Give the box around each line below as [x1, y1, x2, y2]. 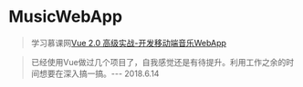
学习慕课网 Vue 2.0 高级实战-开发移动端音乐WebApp [30, 37, 227, 48]
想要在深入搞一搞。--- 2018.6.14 [38, 68, 160, 79]
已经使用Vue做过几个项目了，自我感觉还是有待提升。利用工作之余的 [30, 56, 287, 67]
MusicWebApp [8, 6, 123, 27]
